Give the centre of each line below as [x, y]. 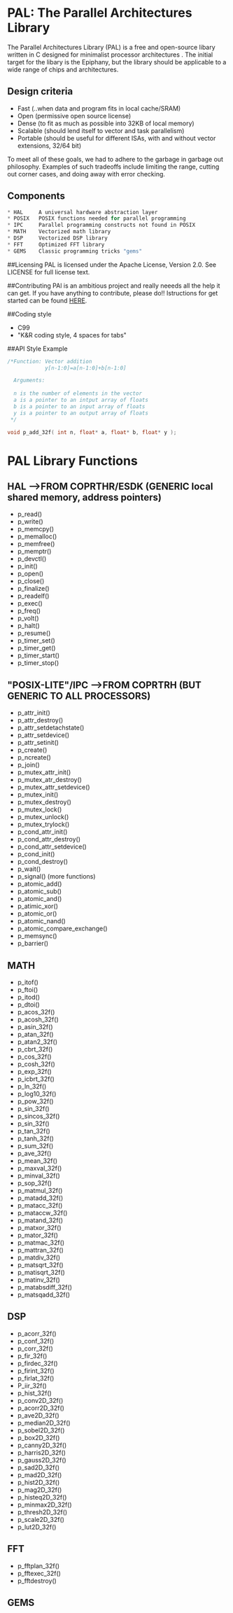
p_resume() [34, 633]
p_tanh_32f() [36, 1138]
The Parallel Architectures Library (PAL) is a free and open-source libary [111, 47]
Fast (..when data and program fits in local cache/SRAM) [99, 108]
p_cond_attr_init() [42, 832]
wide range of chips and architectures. [63, 69]
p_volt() [28, 618]
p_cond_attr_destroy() [49, 839]
